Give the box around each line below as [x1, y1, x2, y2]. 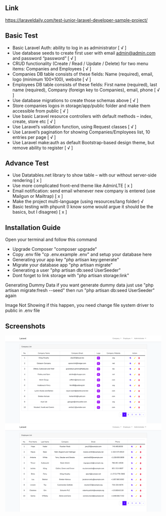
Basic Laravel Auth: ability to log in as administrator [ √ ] [12, 45, 127, 51]
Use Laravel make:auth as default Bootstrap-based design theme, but [12, 139, 155, 145]
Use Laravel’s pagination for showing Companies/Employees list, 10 [12, 129, 150, 135]
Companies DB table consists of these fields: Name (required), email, [12, 71, 154, 77]
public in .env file [5, 307, 40, 314]
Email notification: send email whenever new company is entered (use [12, 188, 156, 194]
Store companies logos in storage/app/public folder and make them [12, 103, 151, 109]
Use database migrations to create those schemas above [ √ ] [12, 97, 139, 103]
